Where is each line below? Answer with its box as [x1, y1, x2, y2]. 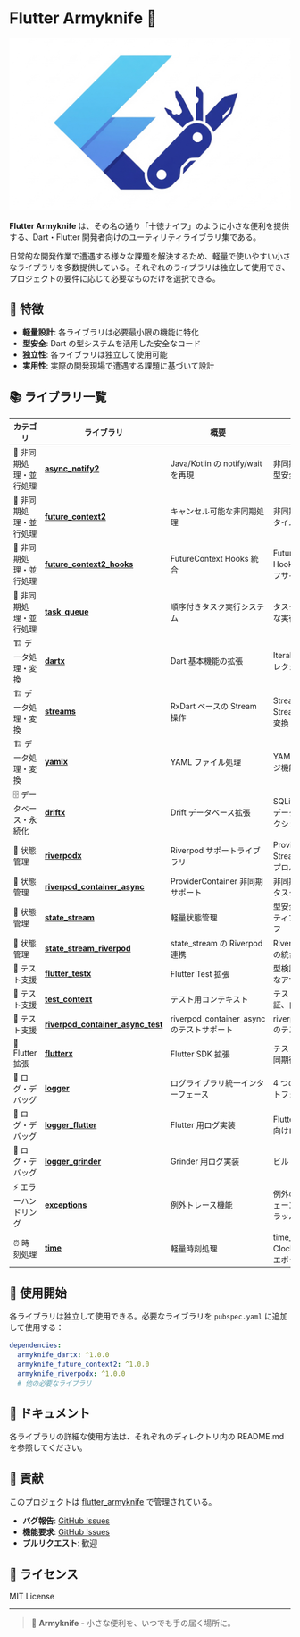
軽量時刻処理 [170, 1243, 218, 1253]
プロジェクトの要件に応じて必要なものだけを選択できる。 [9, 273, 221, 284]
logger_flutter [44, 1119, 97, 1130]
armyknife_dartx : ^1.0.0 [17, 1351, 110, 1360]
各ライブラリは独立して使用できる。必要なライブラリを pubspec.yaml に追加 [9, 1310, 288, 1322]
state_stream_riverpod [44, 943, 131, 954]
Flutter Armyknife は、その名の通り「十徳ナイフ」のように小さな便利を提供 [9, 220, 290, 231]
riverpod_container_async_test [44, 1019, 163, 1030]
